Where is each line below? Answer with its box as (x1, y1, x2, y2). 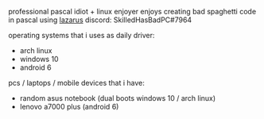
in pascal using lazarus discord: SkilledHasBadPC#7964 (8, 15, 192, 25)
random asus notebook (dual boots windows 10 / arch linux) (19, 94, 216, 102)
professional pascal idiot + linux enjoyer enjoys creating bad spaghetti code (8, 7, 257, 16)
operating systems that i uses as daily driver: (8, 31, 155, 40)
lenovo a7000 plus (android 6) (19, 102, 119, 111)
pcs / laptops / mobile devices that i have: (8, 79, 146, 87)
